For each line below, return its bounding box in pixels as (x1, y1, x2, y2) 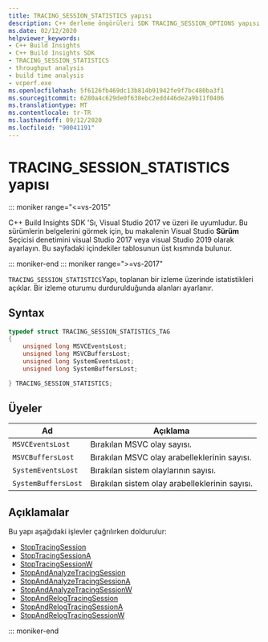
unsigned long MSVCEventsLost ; (22, 342, 128, 350)
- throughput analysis (8, 64, 84, 72)
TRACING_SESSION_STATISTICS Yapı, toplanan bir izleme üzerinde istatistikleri (8, 274, 254, 284)
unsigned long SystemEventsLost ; (22, 358, 135, 366)
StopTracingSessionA (19, 551, 91, 561)
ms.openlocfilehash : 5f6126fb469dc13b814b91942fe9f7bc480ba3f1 (8, 86, 225, 95)
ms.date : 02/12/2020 (8, 27, 78, 35)
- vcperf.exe (8, 79, 52, 87)
